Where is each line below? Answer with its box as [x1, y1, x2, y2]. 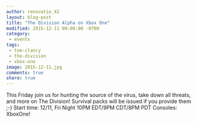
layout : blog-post [6, 14, 52, 20]
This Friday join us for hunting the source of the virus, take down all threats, [6, 92, 191, 99]
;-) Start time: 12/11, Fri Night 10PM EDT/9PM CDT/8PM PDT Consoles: [6, 104, 177, 111]
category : [6, 31, 31, 37]
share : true [6, 75, 36, 81]
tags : [6, 42, 20, 48]
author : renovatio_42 [6, 8, 60, 15]
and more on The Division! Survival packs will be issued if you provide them [6, 98, 192, 105]
